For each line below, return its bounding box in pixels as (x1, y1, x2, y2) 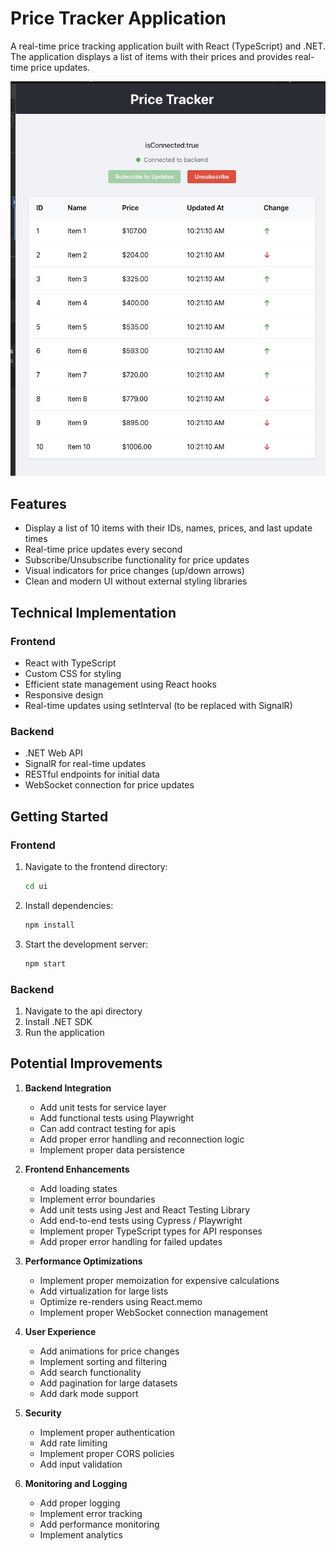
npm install (24, 920, 75, 930)
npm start (24, 958, 67, 969)
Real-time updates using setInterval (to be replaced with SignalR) (24, 699, 293, 711)
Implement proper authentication (39, 1426, 175, 1438)
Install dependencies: (24, 899, 114, 911)
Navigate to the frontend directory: (24, 860, 168, 872)
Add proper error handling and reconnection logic (39, 1133, 245, 1145)
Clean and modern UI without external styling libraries (24, 575, 248, 587)
